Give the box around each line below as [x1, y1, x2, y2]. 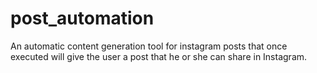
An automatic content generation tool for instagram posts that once [10, 40, 288, 52]
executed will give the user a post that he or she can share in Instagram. [10, 50, 308, 62]
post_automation [10, 7, 155, 30]
